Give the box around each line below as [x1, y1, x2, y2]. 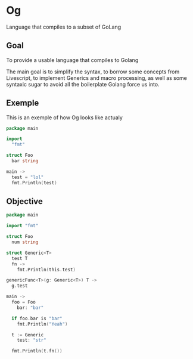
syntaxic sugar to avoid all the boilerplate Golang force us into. [6, 81, 160, 88]
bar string [11, 158, 39, 164]
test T [11, 255, 28, 261]
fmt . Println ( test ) [11, 179, 58, 185]
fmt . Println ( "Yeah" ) [17, 321, 68, 327]
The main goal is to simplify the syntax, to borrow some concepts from [6, 68, 180, 75]
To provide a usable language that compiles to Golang [6, 56, 139, 63]
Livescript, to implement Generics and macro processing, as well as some [6, 74, 188, 81]
